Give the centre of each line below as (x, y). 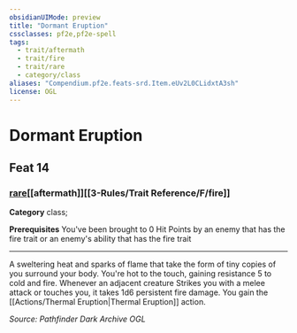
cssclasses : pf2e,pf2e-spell (63, 34)
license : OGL (33, 91)
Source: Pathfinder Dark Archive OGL (77, 319)
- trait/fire (41, 58)
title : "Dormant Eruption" (59, 26)
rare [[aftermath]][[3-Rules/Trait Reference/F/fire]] (120, 193)
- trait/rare (41, 67)
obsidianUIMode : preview (55, 17)
